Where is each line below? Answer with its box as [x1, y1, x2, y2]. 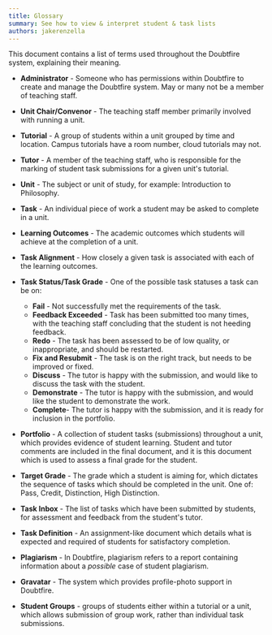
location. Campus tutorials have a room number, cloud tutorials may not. [19, 140, 261, 149]
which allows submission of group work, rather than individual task [19, 610, 244, 620]
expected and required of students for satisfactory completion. [19, 537, 231, 546]
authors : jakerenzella [8, 27, 85, 35]
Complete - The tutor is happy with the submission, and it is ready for [32, 405, 264, 415]
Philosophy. [19, 188, 59, 198]
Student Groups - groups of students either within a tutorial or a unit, [19, 602, 252, 611]
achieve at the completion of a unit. [19, 237, 139, 247]
